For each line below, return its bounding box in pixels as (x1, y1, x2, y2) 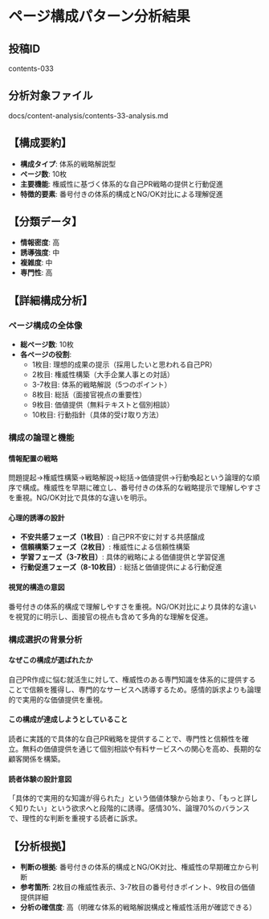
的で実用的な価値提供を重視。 (8, 695, 107, 704)
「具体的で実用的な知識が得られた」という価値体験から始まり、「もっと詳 (8, 794, 251, 803)
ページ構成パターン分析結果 (8, 7, 191, 26)
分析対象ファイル (8, 89, 93, 103)
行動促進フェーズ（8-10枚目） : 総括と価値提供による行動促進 (19, 562, 222, 572)
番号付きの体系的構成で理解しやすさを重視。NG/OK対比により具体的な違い (8, 601, 257, 611)
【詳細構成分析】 (8, 293, 93, 307)
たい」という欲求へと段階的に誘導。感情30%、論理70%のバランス (29, 803, 251, 813)
